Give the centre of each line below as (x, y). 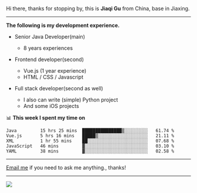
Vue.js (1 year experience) (55, 71)
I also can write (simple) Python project (71, 100)
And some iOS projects (51, 106)
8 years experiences (48, 48)
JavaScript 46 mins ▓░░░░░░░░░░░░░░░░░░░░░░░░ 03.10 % (90, 146)
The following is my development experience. (63, 25)
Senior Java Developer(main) (50, 37)
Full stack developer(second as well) (59, 88)
